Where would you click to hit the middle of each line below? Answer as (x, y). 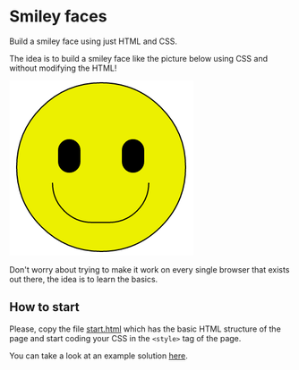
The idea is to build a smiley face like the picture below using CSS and (139, 58)
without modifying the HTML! (63, 68)
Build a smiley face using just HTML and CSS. (93, 41)
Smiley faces (58, 17)
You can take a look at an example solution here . (98, 356)
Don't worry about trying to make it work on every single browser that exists (149, 269)
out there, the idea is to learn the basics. (84, 279)
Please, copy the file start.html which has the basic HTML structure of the (145, 329)
